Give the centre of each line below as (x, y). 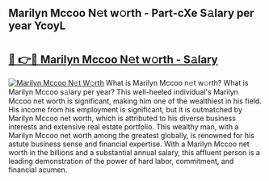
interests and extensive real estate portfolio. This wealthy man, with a (124, 127)
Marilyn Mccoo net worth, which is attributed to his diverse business (122, 118)
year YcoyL (37, 26)
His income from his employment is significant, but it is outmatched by (126, 109)
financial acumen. (38, 170)
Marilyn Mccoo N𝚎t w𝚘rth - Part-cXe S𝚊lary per (131, 13)
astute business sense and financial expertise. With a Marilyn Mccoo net (129, 144)
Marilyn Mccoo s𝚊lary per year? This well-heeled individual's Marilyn (123, 92)
